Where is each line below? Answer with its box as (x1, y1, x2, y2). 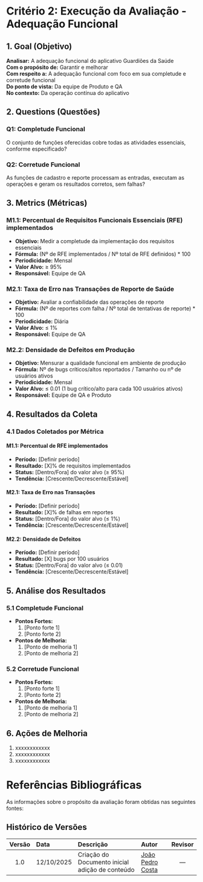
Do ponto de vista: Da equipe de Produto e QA (6, 83, 123, 90)
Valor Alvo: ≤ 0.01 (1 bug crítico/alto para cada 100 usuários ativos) (14, 385, 183, 393)
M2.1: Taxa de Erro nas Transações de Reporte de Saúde (6, 284, 175, 293)
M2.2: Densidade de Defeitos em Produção (6, 345, 135, 354)
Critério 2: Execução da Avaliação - (6, 4, 187, 18)
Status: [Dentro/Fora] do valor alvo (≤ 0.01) (14, 561, 123, 569)
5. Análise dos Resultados (6, 586, 106, 596)
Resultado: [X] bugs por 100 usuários (14, 555, 109, 563)
